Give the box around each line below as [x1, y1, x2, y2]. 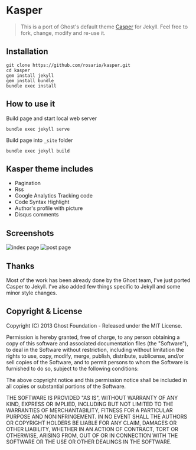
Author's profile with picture [14, 205, 83, 212]
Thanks [6, 261, 35, 271]
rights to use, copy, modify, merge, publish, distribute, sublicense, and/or [6, 352, 184, 360]
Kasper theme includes [6, 164, 93, 174]
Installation [6, 47, 48, 57]
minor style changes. [6, 289, 57, 296]
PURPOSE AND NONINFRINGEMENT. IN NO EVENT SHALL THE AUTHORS [6, 413, 188, 420]
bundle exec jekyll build [6, 148, 70, 154]
